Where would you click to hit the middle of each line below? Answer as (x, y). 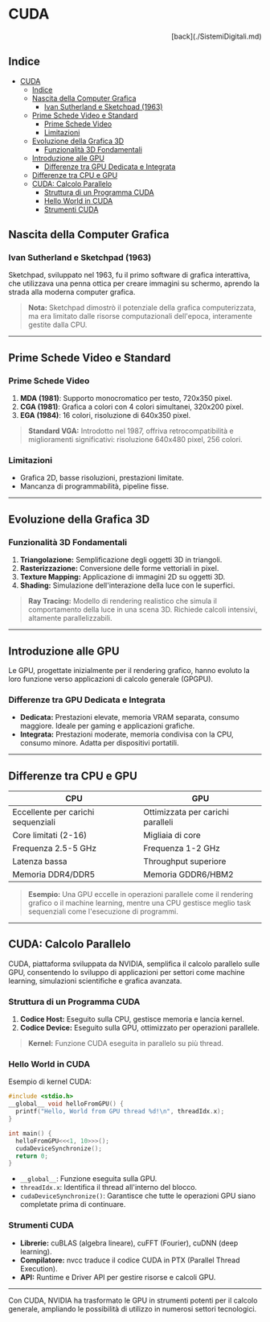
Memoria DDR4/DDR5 (54, 874)
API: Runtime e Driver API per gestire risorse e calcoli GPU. (118, 1277)
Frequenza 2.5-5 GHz (54, 849)
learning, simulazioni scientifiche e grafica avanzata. (95, 981)
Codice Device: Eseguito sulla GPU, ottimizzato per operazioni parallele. (139, 1028)
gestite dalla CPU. (57, 325)
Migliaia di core (172, 836)
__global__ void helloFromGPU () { (66, 1104)
